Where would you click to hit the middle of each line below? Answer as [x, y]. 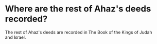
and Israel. [16, 37]
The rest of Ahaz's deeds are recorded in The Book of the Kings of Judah [78, 32]
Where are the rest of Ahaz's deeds [78, 9]
